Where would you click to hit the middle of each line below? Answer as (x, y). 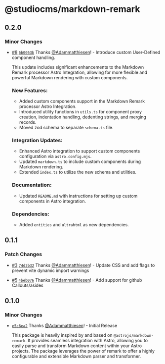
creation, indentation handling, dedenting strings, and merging (83, 117)
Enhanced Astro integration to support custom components (80, 151)
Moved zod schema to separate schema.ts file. (66, 128)
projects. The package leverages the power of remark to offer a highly (83, 351)
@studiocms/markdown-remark (72, 9)
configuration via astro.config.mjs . (55, 156)
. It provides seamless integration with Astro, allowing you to (86, 341)
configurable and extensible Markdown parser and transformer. (76, 356)
